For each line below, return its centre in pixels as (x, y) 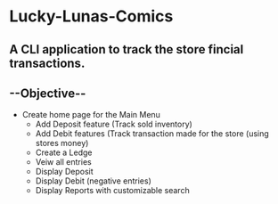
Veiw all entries (63, 162)
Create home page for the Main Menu (91, 115)
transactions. (47, 63)
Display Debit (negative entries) (93, 181)
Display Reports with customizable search (112, 191)
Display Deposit (64, 172)
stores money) (62, 143)
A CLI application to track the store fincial (127, 49)
